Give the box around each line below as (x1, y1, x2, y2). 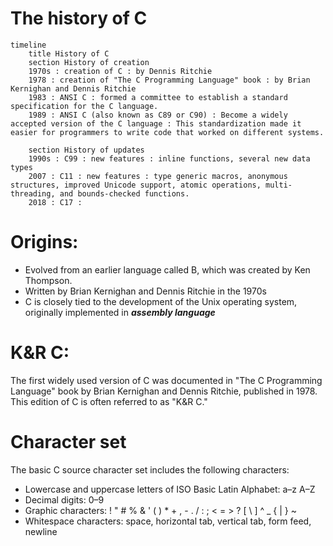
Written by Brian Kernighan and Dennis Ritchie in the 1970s (24, 285, 267, 297)
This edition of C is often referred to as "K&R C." (10, 395, 208, 407)
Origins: (10, 231, 79, 254)
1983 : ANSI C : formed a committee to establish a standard (28, 92, 288, 102)
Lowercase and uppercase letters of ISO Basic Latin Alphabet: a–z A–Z (24, 483, 316, 495)
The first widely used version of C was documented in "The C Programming (10, 374, 323, 386)
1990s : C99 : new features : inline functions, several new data (28, 153, 311, 164)
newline (24, 525, 58, 537)
